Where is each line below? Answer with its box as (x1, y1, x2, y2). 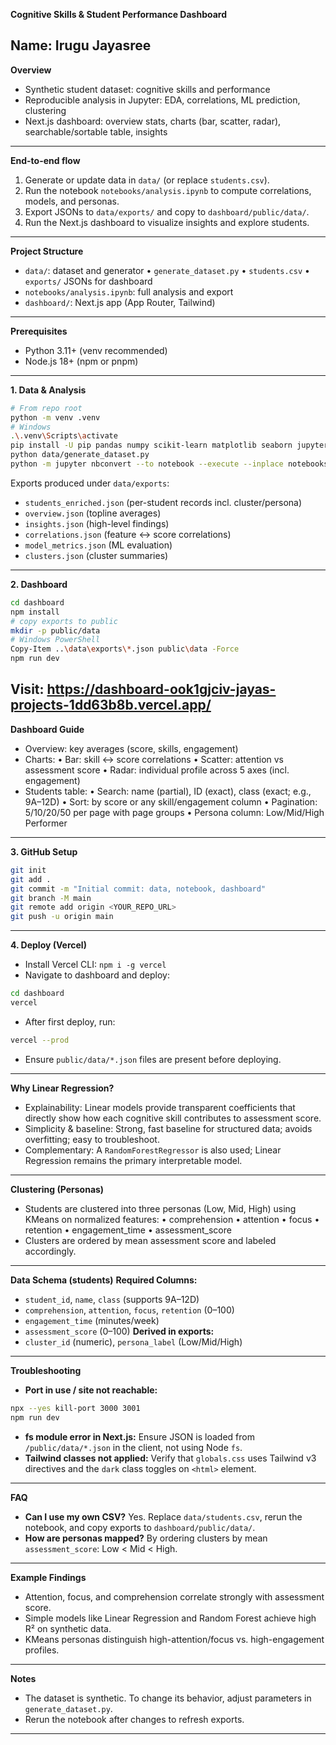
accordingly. (24, 1245, 77, 1257)
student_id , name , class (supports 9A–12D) (24, 1293, 200, 1305)
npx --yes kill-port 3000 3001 (10, 1403, 141, 1413)
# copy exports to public (10, 616, 118, 626)
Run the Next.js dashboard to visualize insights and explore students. (24, 216, 310, 228)
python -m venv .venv (10, 412, 101, 423)
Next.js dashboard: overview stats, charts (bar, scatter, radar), (24, 115, 282, 127)
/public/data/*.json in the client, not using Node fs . (24, 1441, 243, 1453)
